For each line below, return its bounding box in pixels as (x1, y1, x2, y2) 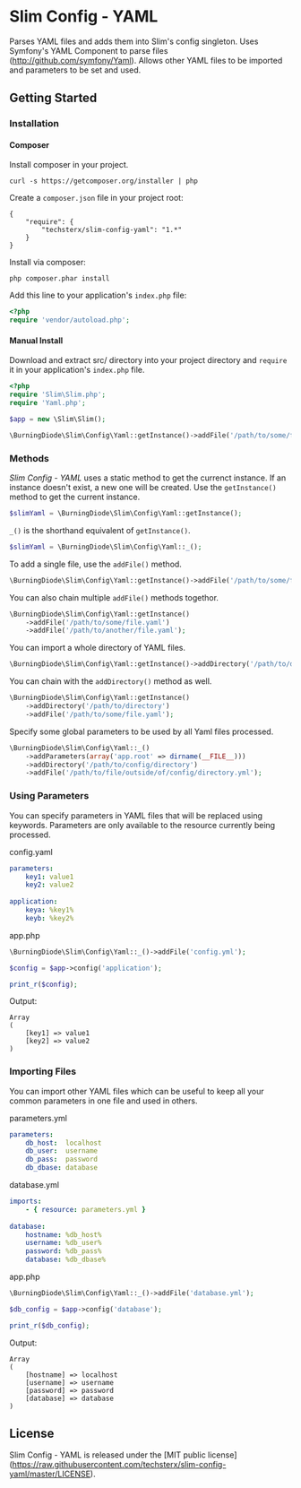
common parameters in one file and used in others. (9, 1095, 198, 1106)
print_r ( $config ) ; (9, 980, 78, 989)
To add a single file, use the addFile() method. (9, 558, 182, 569)
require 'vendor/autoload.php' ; (9, 316, 130, 324)
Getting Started (9, 91, 98, 106)
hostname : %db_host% (25, 1230, 102, 1239)
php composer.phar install (9, 274, 110, 283)
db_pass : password (25, 1155, 99, 1164)
